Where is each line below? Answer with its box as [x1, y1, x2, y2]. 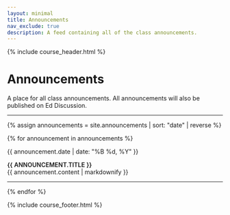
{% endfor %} [7, 188, 47, 196]
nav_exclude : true [7, 23, 60, 29]
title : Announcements [7, 16, 69, 23]
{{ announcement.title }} [7, 161, 92, 169]
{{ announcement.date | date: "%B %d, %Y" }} [7, 147, 139, 156]
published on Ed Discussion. [7, 102, 88, 110]
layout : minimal [7, 10, 53, 17]
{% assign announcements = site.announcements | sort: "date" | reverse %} [7, 121, 222, 130]
